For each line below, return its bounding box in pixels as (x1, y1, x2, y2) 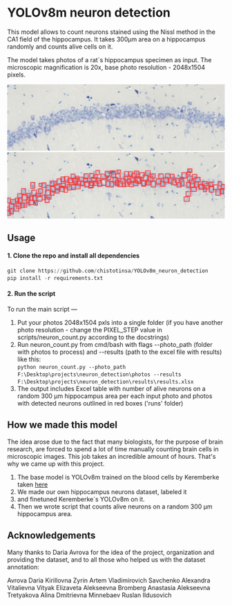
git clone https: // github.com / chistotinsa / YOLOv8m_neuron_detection (7, 267, 209, 274)
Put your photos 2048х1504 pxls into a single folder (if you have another (17, 319, 223, 327)
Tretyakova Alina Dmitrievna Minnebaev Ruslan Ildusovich (7, 591, 172, 599)
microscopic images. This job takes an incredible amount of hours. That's (7, 452, 216, 460)
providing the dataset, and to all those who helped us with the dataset (7, 555, 206, 564)
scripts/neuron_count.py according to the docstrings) (17, 333, 169, 341)
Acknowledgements (7, 530, 96, 542)
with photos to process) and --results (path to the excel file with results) (17, 348, 222, 357)
